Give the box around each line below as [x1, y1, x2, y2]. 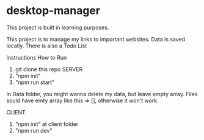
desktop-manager [6, 4, 101, 18]
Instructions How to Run [6, 54, 67, 61]
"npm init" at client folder [15, 120, 79, 128]
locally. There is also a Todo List [6, 42, 87, 49]
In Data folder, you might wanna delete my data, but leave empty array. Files [6, 90, 198, 97]
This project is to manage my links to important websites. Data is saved [6, 35, 185, 43]
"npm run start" [15, 79, 55, 86]
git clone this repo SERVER [15, 65, 83, 73]
